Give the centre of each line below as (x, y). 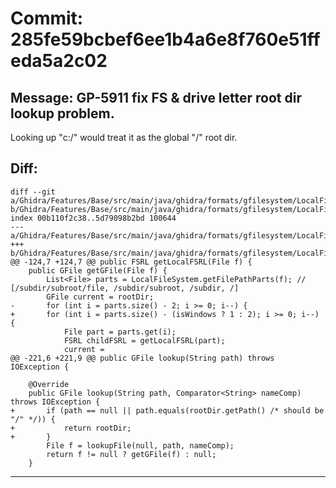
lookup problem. (62, 113)
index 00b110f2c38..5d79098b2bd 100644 (93, 218)
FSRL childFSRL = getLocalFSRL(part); (144, 340)
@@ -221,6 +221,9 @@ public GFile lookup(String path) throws (142, 358)
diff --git (33, 192)
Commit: (47, 18)
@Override (49, 384)
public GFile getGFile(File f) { (98, 270)
